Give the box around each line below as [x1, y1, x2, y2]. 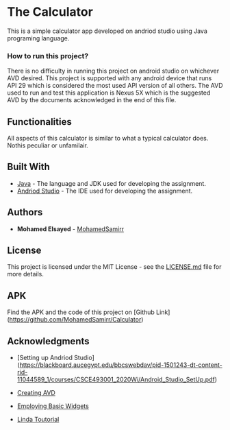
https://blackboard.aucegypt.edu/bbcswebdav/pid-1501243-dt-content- [19, 361, 222, 369]
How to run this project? [7, 51, 89, 60]
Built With [7, 161, 50, 173]
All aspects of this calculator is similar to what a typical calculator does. [7, 134, 209, 143]
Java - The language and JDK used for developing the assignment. [16, 179, 207, 187]
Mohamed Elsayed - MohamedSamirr [16, 224, 125, 233]
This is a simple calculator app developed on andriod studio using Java [7, 27, 207, 35]
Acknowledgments [7, 335, 90, 347]
